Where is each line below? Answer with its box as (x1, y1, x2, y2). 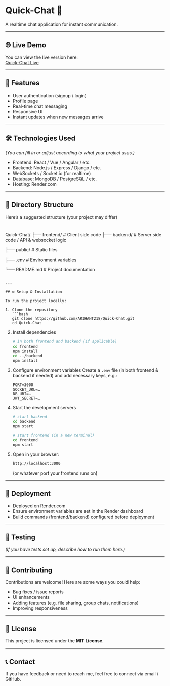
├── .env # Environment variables (5, 256, 77, 263)
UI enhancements (12, 594, 50, 601)
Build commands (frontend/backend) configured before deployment (12, 513, 154, 520)
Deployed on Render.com (12, 503, 66, 509)
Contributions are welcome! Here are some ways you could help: (5, 579, 140, 585)
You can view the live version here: (5, 54, 78, 60)
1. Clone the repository (5, 307, 58, 313)
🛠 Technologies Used (5, 134, 76, 142)
